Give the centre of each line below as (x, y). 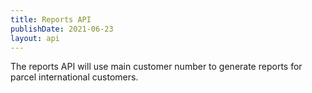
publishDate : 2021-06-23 (62, 29)
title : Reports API (51, 19)
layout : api (35, 38)
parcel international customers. (74, 77)
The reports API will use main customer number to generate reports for (156, 67)
